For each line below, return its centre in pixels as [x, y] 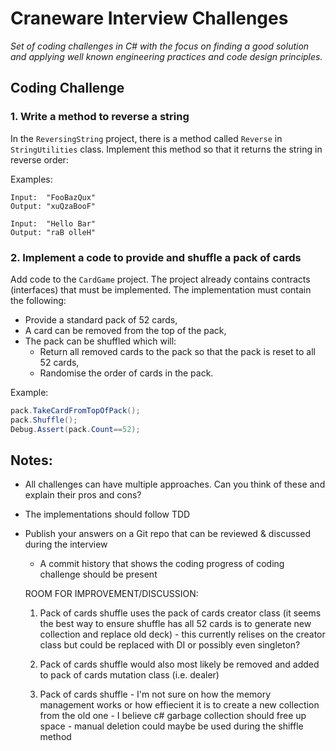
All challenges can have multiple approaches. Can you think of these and [175, 484]
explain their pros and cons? [83, 495]
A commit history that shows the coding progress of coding [162, 564]
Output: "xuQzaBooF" [53, 206]
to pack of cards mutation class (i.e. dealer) [129, 675]
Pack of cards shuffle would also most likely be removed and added [179, 664]
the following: [38, 300]
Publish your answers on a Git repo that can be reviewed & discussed [167, 534]
